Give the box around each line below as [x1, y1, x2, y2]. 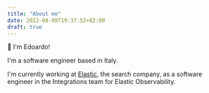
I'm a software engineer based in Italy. [7, 56, 118, 65]
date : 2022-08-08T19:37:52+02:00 [7, 17, 106, 24]
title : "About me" [7, 10, 61, 18]
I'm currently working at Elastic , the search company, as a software [7, 70, 203, 78]
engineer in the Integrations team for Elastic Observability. [7, 77, 176, 86]
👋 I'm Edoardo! [7, 43, 51, 51]
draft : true [7, 23, 42, 30]
